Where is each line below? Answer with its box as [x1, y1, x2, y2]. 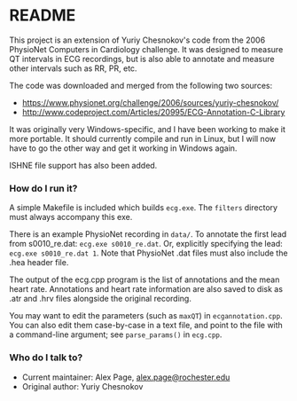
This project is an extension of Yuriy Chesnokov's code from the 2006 [9, 35, 266, 45]
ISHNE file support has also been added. [9, 160, 158, 170]
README [9, 5, 76, 26]
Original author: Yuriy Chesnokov [21, 381, 144, 391]
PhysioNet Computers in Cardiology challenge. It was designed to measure [9, 43, 284, 54]
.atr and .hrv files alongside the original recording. [9, 294, 192, 304]
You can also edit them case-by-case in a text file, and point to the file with [9, 320, 284, 331]
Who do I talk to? [9, 351, 83, 364]
